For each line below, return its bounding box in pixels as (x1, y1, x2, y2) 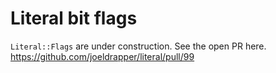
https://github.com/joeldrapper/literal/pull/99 (10, 50, 195, 62)
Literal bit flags (10, 7, 138, 30)
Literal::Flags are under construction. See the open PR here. (10, 40, 267, 52)
